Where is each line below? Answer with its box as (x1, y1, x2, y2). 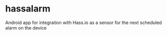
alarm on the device (5, 24, 47, 30)
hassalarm (5, 3, 51, 14)
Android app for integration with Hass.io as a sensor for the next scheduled (5, 19, 162, 25)
